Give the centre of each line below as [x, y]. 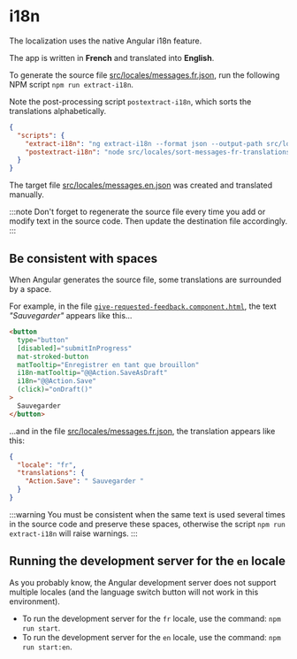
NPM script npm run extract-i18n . [72, 84]
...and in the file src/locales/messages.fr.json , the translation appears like [142, 431]
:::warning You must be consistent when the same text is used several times [147, 514]
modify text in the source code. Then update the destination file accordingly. [148, 221]
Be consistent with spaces [83, 258]
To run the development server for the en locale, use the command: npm [151, 637]
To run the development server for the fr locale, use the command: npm [151, 618]
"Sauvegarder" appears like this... [71, 315]
